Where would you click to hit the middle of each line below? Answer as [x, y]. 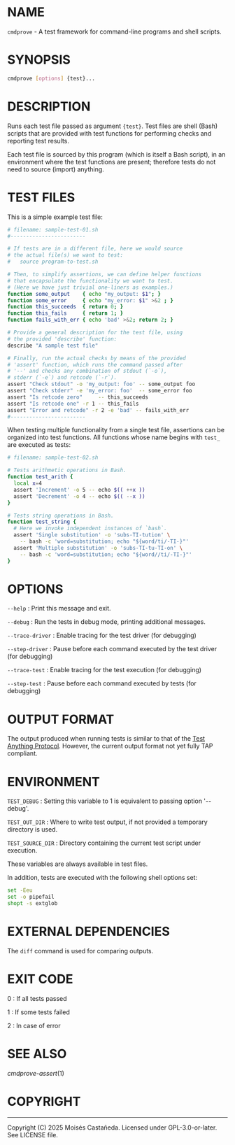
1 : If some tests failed [38, 1012]
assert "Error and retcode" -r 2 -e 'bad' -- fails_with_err [98, 410]
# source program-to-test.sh [53, 262]
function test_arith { [40, 477]
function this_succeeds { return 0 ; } [65, 307]
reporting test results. [38, 141]
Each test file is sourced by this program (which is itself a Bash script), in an [116, 154]
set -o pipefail [31, 897]
